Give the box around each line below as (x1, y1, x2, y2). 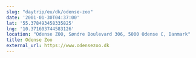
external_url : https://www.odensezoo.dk (6, 43, 110, 49)
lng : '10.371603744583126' (6, 25, 74, 32)
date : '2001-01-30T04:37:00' (6, 14, 80, 21)
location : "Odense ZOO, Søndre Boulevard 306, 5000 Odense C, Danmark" (6, 31, 191, 37)
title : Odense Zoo (6, 37, 53, 43)
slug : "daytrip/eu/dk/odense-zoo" (6, 8, 94, 15)
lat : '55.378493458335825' (6, 20, 74, 26)
